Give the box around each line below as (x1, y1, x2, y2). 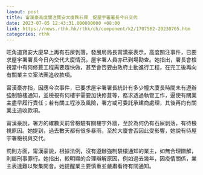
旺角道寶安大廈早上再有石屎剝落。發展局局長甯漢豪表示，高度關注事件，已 (6, 49, 192, 56)
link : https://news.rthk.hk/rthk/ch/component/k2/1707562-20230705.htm (6, 25, 190, 32)
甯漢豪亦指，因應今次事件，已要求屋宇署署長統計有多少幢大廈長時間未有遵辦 (6, 84, 197, 91)
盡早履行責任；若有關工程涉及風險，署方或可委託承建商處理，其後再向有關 (11, 99, 197, 106)
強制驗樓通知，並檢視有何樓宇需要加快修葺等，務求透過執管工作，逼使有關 (6, 92, 192, 99)
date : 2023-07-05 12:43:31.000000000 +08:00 (6, 20, 120, 26)
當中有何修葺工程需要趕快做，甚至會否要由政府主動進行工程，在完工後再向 (11, 64, 197, 71)
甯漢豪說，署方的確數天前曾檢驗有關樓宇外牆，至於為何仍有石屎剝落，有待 (6, 119, 192, 127)
